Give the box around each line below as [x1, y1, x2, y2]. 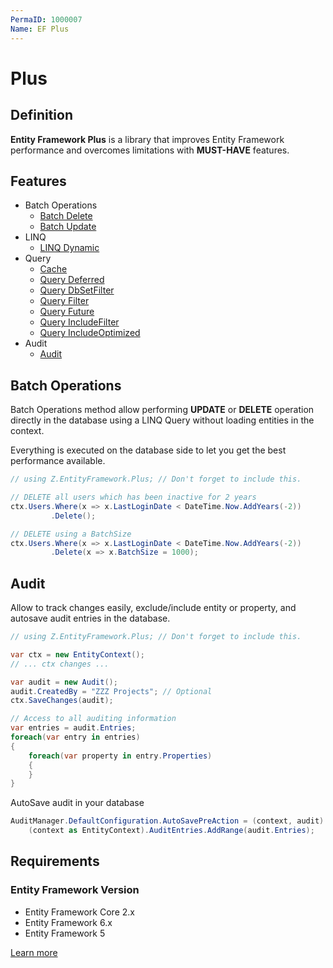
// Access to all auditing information [10, 714, 177, 724]
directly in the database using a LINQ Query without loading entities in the [10, 414, 315, 426]
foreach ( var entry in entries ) [10, 732, 141, 743]
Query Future [39, 306, 95, 318]
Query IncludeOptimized [39, 327, 141, 339]
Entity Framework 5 [24, 927, 106, 939]
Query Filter [39, 295, 90, 307]
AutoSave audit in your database [10, 797, 145, 809]
